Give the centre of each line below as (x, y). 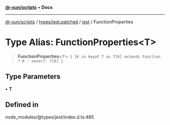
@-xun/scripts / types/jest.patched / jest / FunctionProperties (69, 22)
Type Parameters (33, 77)
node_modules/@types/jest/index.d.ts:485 (50, 117)
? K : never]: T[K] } (40, 61)
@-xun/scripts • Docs (29, 7)
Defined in (22, 105)
